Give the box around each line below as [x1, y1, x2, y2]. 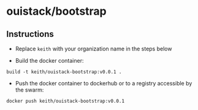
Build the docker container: [15, 57, 84, 64]
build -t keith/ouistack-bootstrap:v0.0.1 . [6, 69, 122, 75]
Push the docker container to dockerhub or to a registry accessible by [15, 80, 192, 87]
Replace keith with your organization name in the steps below [15, 45, 172, 52]
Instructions [6, 29, 54, 39]
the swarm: [15, 86, 44, 93]
